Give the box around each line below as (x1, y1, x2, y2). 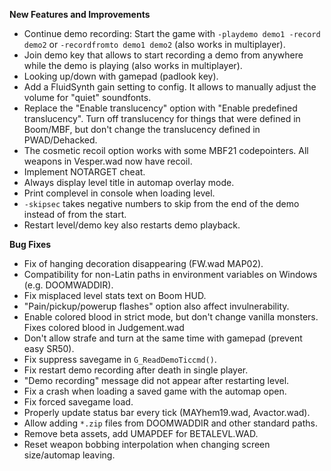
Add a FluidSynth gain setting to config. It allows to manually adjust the (23, 81, 317, 93)
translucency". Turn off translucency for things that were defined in (23, 113, 301, 124)
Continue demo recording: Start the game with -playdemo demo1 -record (23, 28, 321, 39)
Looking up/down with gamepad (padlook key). (23, 70, 219, 82)
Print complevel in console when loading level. (23, 187, 216, 199)
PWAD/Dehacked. (23, 134, 98, 146)
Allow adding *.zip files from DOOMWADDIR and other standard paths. (23, 417, 318, 429)
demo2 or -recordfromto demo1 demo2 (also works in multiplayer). (23, 39, 286, 50)
